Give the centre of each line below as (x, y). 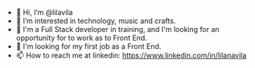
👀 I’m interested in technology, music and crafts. (96, 21)
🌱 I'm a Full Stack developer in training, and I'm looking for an (117, 29)
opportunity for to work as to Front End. (81, 38)
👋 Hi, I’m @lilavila (44, 12)
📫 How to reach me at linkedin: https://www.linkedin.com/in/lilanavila (131, 55)
